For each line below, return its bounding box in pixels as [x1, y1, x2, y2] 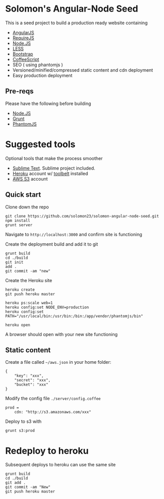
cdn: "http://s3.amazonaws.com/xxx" [14, 410, 92, 415]
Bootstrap [12, 51, 33, 57]
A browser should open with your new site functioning [5, 331, 118, 337]
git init [5, 259, 24, 265]
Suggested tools [5, 138, 76, 150]
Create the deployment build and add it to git [5, 241, 98, 247]
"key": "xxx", [14, 373, 44, 378]
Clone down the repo [5, 204, 49, 210]
